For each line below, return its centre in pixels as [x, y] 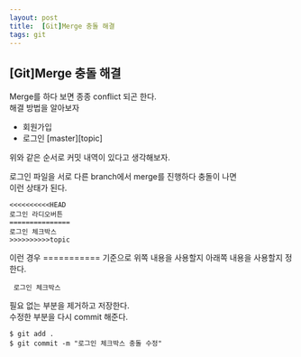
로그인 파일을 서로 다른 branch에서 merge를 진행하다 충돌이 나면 [123, 177]
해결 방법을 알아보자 [44, 108]
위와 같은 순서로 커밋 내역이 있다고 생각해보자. [90, 158]
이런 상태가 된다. [38, 188]
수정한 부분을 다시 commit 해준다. [69, 317]
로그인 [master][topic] [62, 138]
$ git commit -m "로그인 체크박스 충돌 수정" [86, 343]
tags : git [28, 34]
